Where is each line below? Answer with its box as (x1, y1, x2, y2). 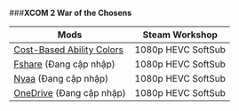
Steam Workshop (142, 28, 218, 41)
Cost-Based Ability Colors (13, 44, 124, 56)
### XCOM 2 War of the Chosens (9, 8, 132, 18)
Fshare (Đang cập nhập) (13, 58, 116, 70)
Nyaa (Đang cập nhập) (13, 73, 109, 84)
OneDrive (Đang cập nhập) (13, 87, 126, 99)
